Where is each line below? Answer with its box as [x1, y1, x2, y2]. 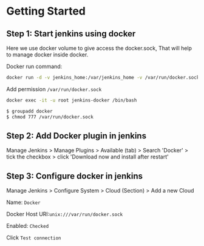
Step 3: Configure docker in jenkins [6, 171, 143, 181]
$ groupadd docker [6, 108, 53, 114]
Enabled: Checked [6, 222, 49, 230]
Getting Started [6, 4, 86, 18]
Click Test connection [6, 234, 62, 241]
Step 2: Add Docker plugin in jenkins [6, 131, 147, 141]
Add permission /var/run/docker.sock [6, 85, 102, 92]
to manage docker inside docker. [6, 51, 89, 58]
